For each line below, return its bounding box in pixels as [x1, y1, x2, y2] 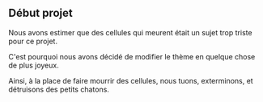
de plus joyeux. [8, 60, 59, 70]
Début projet [8, 6, 73, 20]
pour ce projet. [8, 36, 58, 46]
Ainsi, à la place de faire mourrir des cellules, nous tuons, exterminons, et [8, 75, 253, 85]
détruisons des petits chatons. [8, 84, 109, 94]
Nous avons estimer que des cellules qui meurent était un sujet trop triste [8, 27, 252, 37]
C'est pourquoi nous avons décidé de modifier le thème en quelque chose [8, 51, 256, 61]
